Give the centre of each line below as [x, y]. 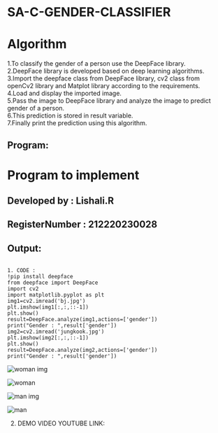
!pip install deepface [40, 277]
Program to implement [73, 175]
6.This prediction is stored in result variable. [70, 115]
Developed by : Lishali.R [60, 201]
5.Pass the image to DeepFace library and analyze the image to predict [109, 101]
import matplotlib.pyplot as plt [56, 295]
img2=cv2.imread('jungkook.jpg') [56, 332]
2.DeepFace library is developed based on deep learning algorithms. [106, 71]
